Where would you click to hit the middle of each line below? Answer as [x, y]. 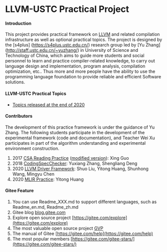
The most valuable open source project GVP [58, 228]
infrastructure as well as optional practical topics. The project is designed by [84, 40]
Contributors [19, 116]
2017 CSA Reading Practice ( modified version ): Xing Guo [71, 158]
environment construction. [32, 148]
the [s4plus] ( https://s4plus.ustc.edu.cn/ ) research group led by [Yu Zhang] [83, 45]
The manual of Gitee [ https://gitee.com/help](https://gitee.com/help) [83, 234]
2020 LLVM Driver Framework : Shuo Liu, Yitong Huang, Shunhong [80, 169]
